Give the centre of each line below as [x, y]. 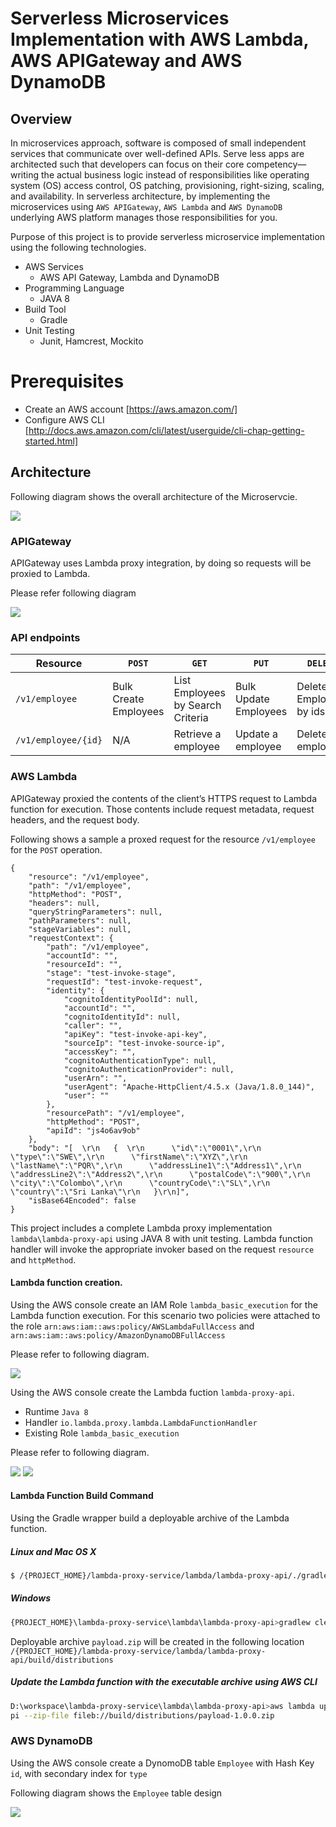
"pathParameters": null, [80, 920]
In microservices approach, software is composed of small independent [158, 143]
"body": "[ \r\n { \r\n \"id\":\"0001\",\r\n [145, 1148]
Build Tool [45, 309]
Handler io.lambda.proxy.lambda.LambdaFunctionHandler [141, 1422]
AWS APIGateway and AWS [126, 61]
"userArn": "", [95, 1078]
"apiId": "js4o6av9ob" [93, 1130]
